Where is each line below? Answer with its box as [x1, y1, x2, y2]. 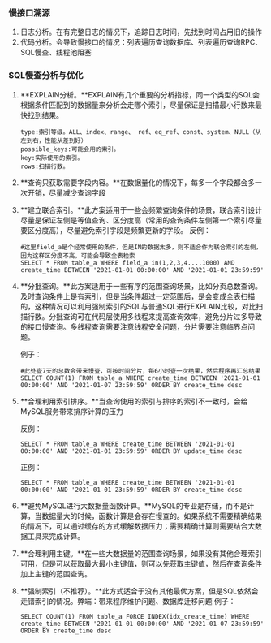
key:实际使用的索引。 [19, 153, 84, 162]
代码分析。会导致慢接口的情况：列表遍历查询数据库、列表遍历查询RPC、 [19, 37, 262, 47]
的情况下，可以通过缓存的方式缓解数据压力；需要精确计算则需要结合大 [19, 521, 256, 531]
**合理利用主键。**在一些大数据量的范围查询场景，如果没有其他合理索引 [19, 548, 262, 558]
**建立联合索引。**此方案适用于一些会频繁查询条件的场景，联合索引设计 [19, 205, 262, 214]
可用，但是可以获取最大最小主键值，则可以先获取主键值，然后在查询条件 [19, 559, 262, 568]
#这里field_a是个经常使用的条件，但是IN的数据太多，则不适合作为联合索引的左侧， [19, 243, 262, 251]
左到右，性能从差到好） [19, 136, 88, 145]
